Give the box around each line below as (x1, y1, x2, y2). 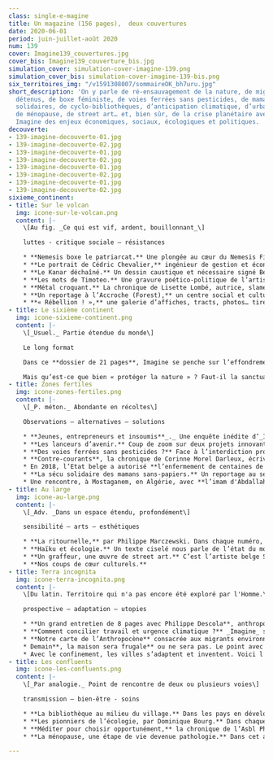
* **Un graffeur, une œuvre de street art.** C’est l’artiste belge (23, 553, 260, 561)
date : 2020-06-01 (8, 27, 67, 35)
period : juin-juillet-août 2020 (8, 34, 118, 43)
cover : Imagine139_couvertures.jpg (8, 50, 129, 58)
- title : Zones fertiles (8, 380, 93, 389)
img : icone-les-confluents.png (15, 665, 122, 674)
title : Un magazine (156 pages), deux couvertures (8, 20, 187, 28)
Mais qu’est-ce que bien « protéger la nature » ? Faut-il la (23, 373, 238, 381)
